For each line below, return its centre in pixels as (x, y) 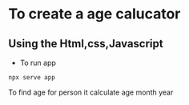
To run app (38, 63)
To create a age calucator (94, 14)
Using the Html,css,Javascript (86, 44)
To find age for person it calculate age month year (91, 92)
